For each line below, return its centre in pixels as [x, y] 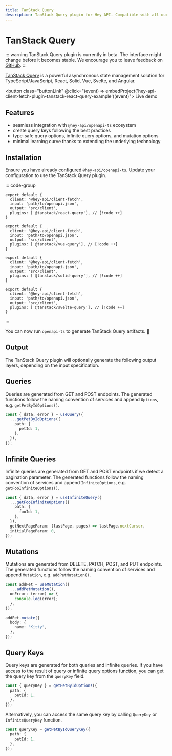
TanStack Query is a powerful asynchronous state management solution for [85, 76]
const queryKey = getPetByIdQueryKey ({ [48, 729]
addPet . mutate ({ [23, 618]
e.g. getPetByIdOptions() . [33, 405]
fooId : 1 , [29, 512]
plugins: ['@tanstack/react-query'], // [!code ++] [66, 213]
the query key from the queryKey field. [45, 676]
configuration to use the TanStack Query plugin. [56, 175]
